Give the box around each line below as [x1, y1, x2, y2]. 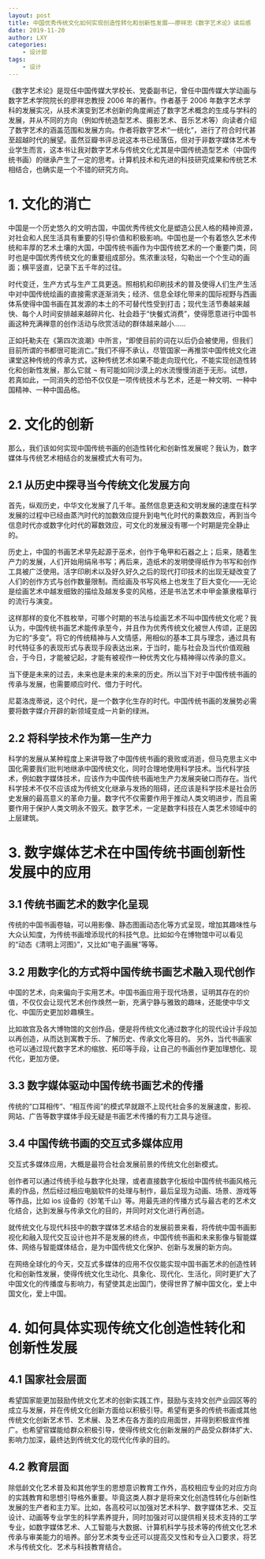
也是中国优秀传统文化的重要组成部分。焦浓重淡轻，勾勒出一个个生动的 [14, 252, 243, 262]
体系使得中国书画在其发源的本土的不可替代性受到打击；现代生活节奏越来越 [8, 299, 250, 308]
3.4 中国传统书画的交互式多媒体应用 [8, 1137, 184, 1150]
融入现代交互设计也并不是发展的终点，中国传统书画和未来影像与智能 [28, 1232, 250, 1241]
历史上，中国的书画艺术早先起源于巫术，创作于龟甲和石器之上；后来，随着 [8, 547, 250, 557]
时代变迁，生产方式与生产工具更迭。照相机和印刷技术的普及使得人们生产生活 [8, 279, 257, 288]
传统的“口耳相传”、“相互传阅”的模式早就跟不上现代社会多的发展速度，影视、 [8, 1101, 256, 1111]
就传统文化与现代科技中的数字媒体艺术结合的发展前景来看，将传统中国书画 [8, 1222, 250, 1232]
